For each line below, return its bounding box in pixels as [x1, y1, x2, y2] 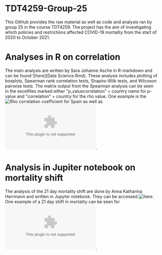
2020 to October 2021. [5, 34, 50, 40]
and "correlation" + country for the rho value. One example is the [16, 93, 147, 99]
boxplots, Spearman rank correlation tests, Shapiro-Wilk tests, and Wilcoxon [5, 78, 157, 84]
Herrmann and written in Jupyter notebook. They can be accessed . [5, 193, 154, 199]
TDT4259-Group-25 [5, 3, 88, 14]
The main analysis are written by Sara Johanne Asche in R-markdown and [5, 68, 152, 73]
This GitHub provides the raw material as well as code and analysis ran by [5, 19, 152, 25]
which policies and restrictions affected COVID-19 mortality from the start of [5, 29, 157, 35]
